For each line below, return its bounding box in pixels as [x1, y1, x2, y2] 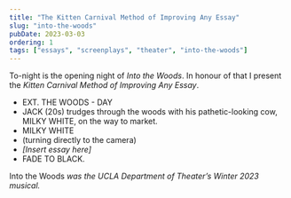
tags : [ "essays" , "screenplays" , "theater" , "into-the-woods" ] [9, 46, 248, 55]
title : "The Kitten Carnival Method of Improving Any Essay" [9, 12, 240, 22]
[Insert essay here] [21, 144, 91, 155]
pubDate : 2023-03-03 [9, 29, 86, 38]
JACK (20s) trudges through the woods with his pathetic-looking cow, [21, 107, 278, 117]
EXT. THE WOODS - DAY [21, 97, 113, 107]
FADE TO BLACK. [21, 154, 86, 164]
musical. [9, 180, 41, 191]
